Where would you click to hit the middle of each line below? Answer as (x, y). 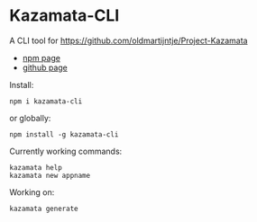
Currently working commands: (66, 151)
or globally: (30, 118)
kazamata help (36, 167)
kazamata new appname (50, 175)
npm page (41, 58)
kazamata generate (44, 209)
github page (45, 67)
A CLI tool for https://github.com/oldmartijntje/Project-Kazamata (128, 40)
